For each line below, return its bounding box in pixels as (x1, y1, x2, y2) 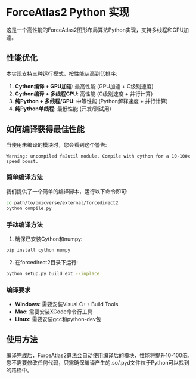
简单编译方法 (6, 173, 43, 181)
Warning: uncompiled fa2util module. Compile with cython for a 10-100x (6, 153, 191, 159)
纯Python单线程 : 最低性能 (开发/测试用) (14, 105, 111, 112)
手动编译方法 (6, 220, 43, 229)
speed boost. (6, 158, 39, 164)
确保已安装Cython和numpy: (14, 235, 83, 242)
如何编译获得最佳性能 (6, 124, 85, 134)
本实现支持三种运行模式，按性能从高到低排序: (6, 70, 118, 77)
